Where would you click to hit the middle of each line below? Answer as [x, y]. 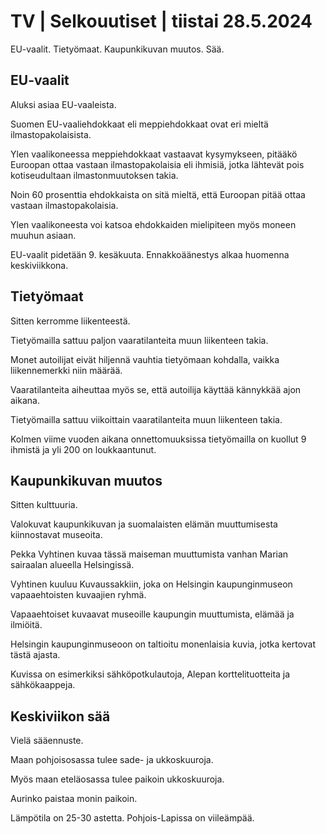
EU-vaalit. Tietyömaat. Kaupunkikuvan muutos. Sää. [117, 49]
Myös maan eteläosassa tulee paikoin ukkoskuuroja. [117, 779]
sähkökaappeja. [43, 685]
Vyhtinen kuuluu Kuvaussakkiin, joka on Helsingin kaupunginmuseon [151, 584]
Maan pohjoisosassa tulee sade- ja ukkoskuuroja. [112, 760]
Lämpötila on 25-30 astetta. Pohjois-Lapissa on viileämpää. [132, 818]
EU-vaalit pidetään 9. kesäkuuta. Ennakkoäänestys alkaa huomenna [150, 254]
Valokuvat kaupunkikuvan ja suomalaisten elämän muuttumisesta [144, 524]
